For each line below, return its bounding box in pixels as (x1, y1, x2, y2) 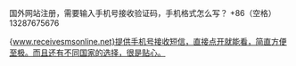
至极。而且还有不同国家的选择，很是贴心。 (9, 47, 166, 58)
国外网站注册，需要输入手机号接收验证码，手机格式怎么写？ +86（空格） (9, 8, 276, 18)
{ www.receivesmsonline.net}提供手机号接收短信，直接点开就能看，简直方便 (9, 37, 287, 46)
